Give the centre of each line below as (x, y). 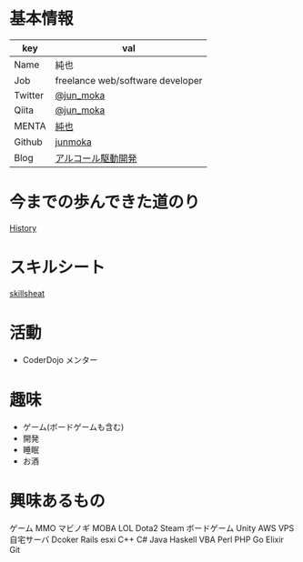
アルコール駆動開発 (96, 158)
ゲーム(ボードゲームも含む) (73, 427)
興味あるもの (58, 501)
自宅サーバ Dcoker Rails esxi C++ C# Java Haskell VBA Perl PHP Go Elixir (147, 539)
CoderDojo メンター (60, 359)
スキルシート (58, 268)
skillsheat (27, 293)
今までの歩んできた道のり (105, 202)
